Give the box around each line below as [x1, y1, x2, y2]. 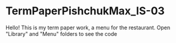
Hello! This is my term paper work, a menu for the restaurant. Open [5, 24, 171, 31]
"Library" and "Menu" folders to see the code [5, 30, 118, 37]
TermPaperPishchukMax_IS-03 [5, 4, 165, 18]
